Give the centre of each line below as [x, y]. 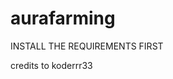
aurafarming [63, 18]
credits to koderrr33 [51, 65]
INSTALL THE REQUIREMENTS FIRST [87, 46]
